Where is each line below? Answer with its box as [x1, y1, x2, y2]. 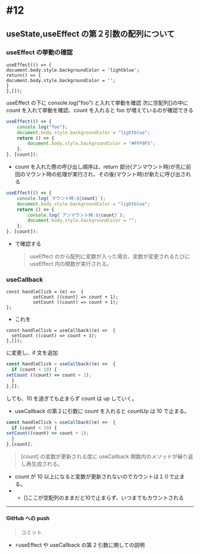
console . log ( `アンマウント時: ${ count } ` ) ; [27, 212, 126, 218]
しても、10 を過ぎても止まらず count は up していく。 [6, 395, 137, 402]
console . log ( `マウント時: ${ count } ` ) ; [17, 195, 106, 201]
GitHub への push [6, 514, 50, 521]
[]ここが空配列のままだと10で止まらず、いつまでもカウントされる [23, 494, 185, 502]
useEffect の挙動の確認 [6, 48, 73, 57]
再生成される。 [26, 461, 63, 468]
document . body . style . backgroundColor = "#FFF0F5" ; [27, 140, 156, 146]
